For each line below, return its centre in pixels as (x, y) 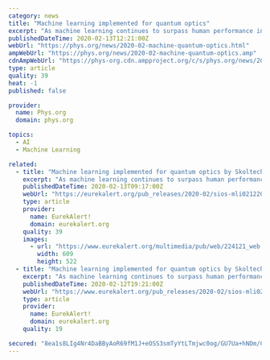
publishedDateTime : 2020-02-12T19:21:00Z (93, 284)
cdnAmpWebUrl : (32, 61)
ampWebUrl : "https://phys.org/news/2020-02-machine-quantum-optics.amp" (133, 53)
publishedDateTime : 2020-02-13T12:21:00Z (79, 38)
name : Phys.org (41, 113)
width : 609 (55, 254)
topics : (21, 135)
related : (23, 164)
